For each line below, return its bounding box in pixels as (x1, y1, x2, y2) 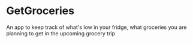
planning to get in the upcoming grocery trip (6, 29, 116, 37)
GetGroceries (6, 4, 75, 18)
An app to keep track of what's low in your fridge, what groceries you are (6, 24, 187, 31)
